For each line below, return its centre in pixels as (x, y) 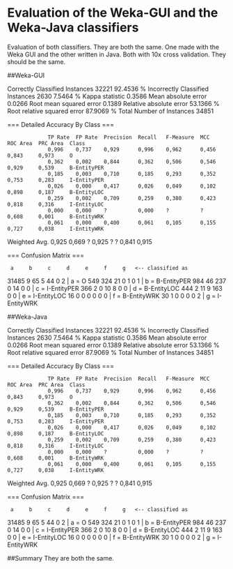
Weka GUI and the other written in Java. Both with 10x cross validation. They (116, 54)
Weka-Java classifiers (73, 28)
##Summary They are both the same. (61, 558)
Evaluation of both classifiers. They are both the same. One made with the (113, 47)
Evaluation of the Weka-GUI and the (113, 13)
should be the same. (37, 61)
